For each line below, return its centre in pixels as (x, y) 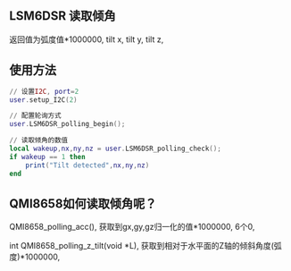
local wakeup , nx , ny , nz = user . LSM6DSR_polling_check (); (115, 148)
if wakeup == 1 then (48, 157)
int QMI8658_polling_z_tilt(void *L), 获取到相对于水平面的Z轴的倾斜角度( (142, 246)
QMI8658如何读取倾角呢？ (83, 203)
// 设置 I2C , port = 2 (44, 91)
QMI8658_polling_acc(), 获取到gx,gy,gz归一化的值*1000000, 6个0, (132, 227)
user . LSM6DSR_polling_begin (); (67, 124)
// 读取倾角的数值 (39, 140)
